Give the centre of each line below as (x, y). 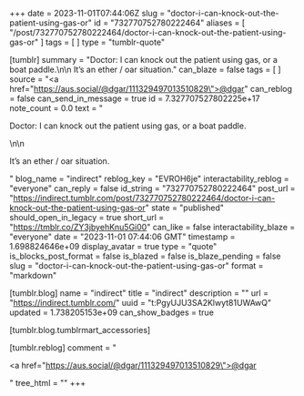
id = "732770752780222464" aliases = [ (170, 23)
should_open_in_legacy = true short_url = (87, 217)
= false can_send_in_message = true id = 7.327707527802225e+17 (135, 98)
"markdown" (33, 275)
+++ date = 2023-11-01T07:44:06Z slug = (87, 13)
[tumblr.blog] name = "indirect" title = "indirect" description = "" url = (139, 293)
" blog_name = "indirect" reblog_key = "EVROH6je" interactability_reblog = (149, 178)
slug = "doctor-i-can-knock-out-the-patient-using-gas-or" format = (137, 266)
